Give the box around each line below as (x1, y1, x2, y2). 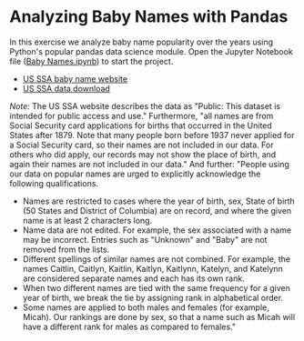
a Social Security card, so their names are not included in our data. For (9, 139, 274, 150)
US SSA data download (22, 83, 111, 94)
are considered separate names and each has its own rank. (22, 273, 245, 284)
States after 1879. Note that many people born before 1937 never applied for (9, 129, 295, 140)
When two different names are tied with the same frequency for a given (22, 282, 291, 293)
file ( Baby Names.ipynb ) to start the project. (9, 55, 174, 66)
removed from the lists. (22, 244, 110, 255)
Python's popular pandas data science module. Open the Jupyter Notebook (9, 45, 293, 56)
